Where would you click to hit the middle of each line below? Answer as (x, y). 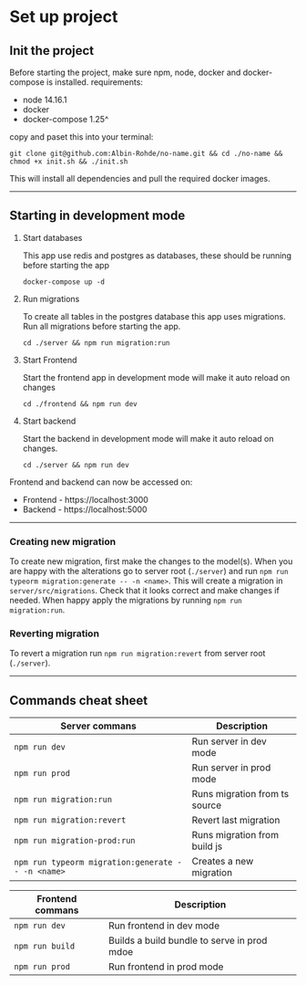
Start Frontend (50, 360)
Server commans (98, 726)
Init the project (52, 51)
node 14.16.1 (45, 100)
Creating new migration (63, 541)
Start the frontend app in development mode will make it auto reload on (156, 377)
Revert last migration (236, 821)
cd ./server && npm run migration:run (96, 343)
